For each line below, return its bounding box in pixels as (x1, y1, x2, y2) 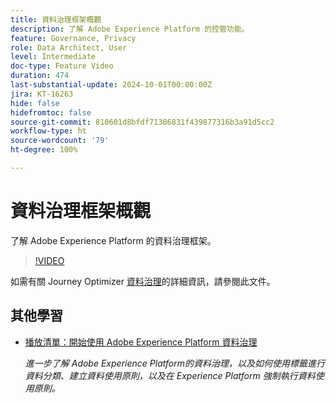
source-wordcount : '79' (10, 136, 110, 146)
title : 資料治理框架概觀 (10, 14, 102, 25)
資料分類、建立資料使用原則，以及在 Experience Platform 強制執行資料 (24, 369, 316, 381)
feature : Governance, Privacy (10, 33, 137, 43)
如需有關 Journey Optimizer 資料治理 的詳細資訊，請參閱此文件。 (10, 275, 276, 287)
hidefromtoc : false (10, 107, 92, 118)
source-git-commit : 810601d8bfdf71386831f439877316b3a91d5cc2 (10, 117, 275, 127)
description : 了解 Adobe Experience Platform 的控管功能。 (10, 24, 250, 34)
